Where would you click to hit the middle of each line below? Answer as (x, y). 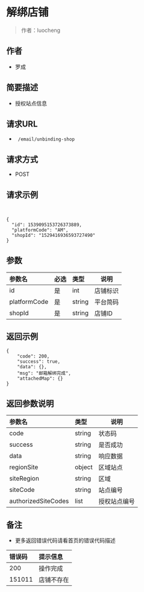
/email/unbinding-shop (46, 139)
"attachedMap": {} (40, 378)
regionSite (24, 467)
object (83, 467)
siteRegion (24, 479)
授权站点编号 (117, 502)
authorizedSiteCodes (39, 501)
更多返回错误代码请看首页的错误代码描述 (65, 541)
